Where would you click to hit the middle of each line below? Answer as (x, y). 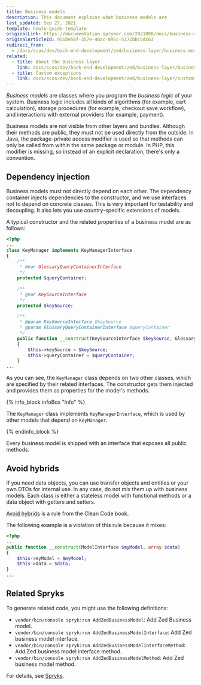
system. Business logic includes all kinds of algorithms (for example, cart (96, 102)
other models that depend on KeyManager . (57, 420)
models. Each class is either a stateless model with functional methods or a (99, 495)
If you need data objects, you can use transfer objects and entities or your (98, 483)
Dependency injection (48, 177)
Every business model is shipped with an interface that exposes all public (97, 443)
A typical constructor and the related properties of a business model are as (99, 221)
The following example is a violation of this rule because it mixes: (86, 525)
